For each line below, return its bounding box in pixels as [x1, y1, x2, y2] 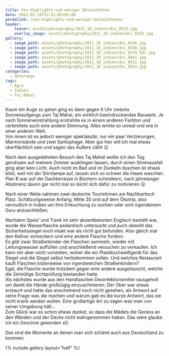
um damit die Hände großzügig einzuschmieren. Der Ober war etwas [5, 282, 149, 288]
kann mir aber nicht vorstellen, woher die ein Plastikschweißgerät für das [5, 250, 158, 256]
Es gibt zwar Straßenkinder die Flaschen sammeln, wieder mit [5, 239, 134, 245]
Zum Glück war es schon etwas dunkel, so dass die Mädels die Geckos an [5, 309, 160, 315]
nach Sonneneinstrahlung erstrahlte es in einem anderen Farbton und [5, 117, 151, 124]
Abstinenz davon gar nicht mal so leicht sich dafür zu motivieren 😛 [5, 181, 146, 187]
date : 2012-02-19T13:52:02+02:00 [5, 12, 76, 17]
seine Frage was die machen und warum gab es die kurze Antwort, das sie [5, 293, 161, 299]
